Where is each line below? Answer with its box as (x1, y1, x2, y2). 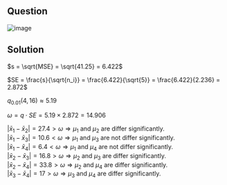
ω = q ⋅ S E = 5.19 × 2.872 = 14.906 (7, 111, 106, 119)
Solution (7, 44, 44, 56)
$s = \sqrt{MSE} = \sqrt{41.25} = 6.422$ (7, 62, 123, 70)
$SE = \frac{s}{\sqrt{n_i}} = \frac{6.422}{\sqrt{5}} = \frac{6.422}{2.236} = (7, 75, 221, 84)
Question (7, 6, 48, 17)
